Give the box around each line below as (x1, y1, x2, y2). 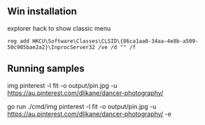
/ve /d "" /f (97, 43, 136, 51)
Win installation (7, 6, 77, 17)
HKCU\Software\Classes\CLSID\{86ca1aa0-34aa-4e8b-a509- (32, 38, 199, 45)
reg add (7, 38, 30, 45)
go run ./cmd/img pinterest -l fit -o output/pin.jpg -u (7, 102, 157, 110)
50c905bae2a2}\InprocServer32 (7, 43, 96, 51)
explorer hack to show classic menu (7, 24, 111, 32)
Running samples (7, 63, 85, 75)
